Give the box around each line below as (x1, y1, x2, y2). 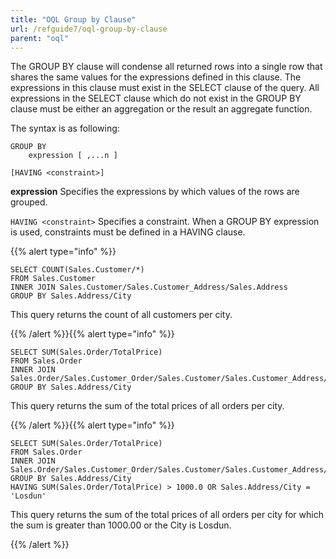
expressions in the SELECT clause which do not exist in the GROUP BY (10, 92, 302, 105)
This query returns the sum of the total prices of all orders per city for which (10, 509, 324, 521)
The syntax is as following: (10, 122, 120, 135)
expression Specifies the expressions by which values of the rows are (10, 186, 300, 198)
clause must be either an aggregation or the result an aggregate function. (10, 103, 313, 115)
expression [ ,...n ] (28, 151, 118, 161)
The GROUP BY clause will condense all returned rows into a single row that (10, 61, 323, 73)
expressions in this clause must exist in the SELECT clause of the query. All (10, 82, 320, 94)
